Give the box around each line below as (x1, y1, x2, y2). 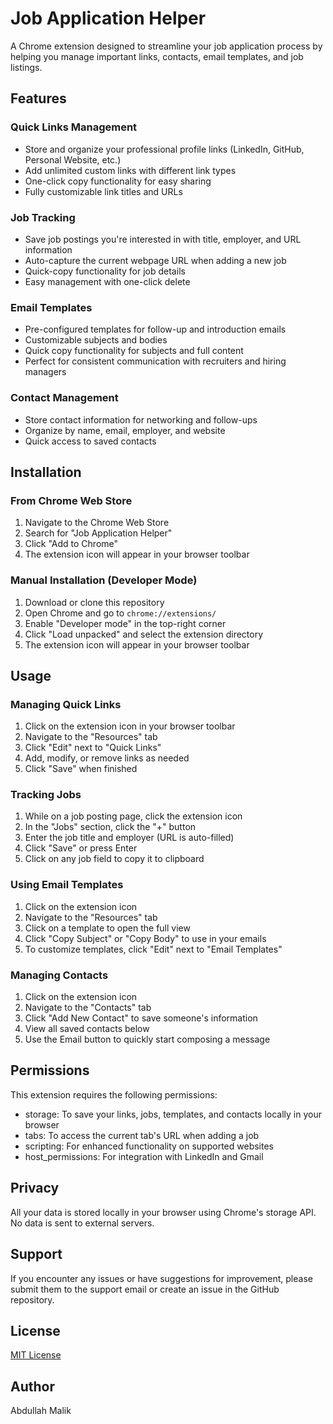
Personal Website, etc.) (24, 153, 122, 166)
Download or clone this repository (24, 596, 165, 608)
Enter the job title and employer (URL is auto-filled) (24, 832, 235, 844)
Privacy (10, 1180, 60, 1197)
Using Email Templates (10, 878, 124, 892)
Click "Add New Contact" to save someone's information (24, 1012, 258, 1024)
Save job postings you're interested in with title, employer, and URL (24, 233, 302, 245)
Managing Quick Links (10, 697, 122, 711)
